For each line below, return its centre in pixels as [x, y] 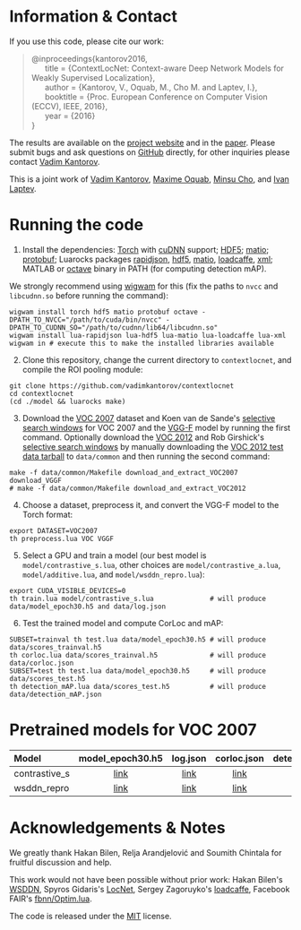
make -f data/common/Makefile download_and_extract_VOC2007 [124, 472]
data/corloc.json [42, 663]
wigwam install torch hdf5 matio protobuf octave [104, 312]
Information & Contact [93, 17]
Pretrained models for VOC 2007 [133, 730]
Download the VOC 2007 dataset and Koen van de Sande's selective [149, 418]
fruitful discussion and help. [60, 862]
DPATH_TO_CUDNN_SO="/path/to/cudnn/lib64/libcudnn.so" [114, 327]
